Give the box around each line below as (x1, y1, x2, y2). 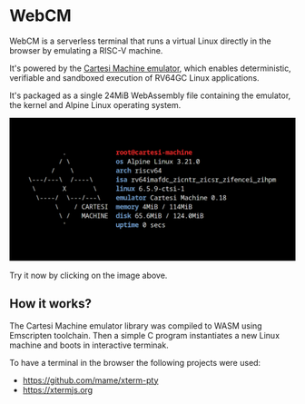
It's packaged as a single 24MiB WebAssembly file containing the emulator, (9, 90, 291, 101)
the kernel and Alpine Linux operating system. (9, 99, 182, 110)
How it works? (9, 296, 93, 311)
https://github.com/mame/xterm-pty (22, 374, 159, 386)
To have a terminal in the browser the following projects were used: (9, 357, 261, 368)
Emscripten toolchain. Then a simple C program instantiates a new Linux (9, 330, 280, 340)
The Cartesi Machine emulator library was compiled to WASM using (9, 320, 262, 331)
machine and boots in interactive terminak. (9, 340, 170, 350)
